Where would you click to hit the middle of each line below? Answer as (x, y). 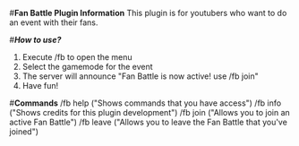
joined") (24, 132)
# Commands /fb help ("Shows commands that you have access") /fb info (145, 103)
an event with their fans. (54, 22)
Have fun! (40, 86)
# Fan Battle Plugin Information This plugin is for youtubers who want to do (148, 13)
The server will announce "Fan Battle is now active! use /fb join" (140, 76)
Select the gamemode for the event (87, 67)
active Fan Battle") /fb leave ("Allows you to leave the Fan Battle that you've (149, 122)
